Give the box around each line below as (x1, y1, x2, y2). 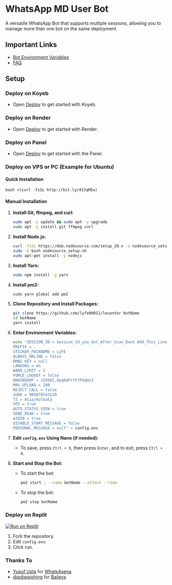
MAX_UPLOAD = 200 (12, 382, 50, 388)
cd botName (12, 315, 36, 321)
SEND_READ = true (12, 411, 50, 417)
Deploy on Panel (5, 139, 47, 146)
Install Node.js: (12, 234, 46, 240)
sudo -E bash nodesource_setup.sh (12, 248, 87, 253)
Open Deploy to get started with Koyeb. (12, 101, 97, 108)
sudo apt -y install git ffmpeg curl (12, 224, 94, 230)
